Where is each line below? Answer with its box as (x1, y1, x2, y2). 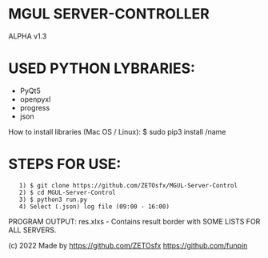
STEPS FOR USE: (8, 155, 122, 173)
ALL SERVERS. (8, 225, 57, 235)
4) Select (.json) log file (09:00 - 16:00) (18, 202, 170, 211)
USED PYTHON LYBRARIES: (8, 59, 196, 78)
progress (19, 103, 50, 112)
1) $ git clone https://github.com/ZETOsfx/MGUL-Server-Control (18, 181, 238, 189)
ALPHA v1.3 (8, 31, 47, 41)
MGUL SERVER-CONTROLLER (8, 5, 210, 23)
